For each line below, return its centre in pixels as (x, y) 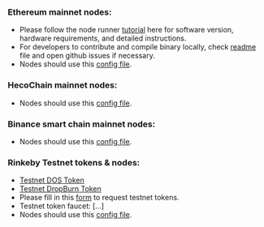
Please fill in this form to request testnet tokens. (99, 198)
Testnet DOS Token (52, 180)
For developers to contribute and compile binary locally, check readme (138, 47)
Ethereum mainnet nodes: (60, 12)
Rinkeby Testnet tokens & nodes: (74, 162)
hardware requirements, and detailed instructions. (103, 38)
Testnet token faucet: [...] (62, 206)
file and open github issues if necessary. (87, 56)
